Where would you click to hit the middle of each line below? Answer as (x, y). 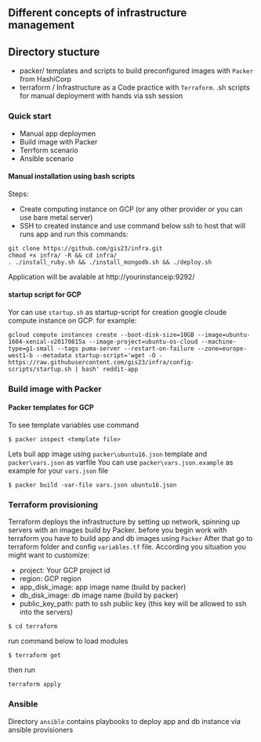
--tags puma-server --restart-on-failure (126, 349)
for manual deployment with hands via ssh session (101, 96)
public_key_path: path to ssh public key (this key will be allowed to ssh (133, 604)
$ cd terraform (33, 627)
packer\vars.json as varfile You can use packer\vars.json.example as (121, 462)
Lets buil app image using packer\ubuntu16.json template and (108, 454)
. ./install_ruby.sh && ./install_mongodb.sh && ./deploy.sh (110, 262)
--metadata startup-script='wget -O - (100, 355)
